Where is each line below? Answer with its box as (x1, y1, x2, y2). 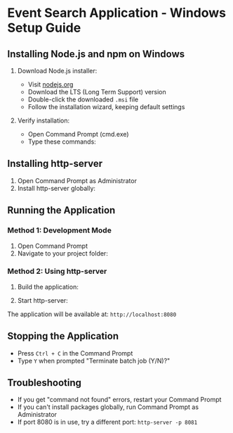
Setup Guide (7, 20, 81, 36)
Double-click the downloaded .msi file (27, 95, 139, 103)
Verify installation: (17, 116, 70, 125)
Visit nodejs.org (27, 80, 74, 89)
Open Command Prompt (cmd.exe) (27, 130, 129, 138)
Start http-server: (17, 296, 68, 304)
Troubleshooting (7, 377, 82, 389)
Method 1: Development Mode (7, 225, 112, 235)
